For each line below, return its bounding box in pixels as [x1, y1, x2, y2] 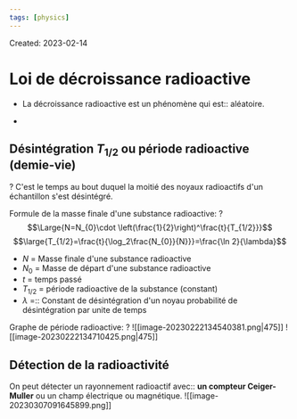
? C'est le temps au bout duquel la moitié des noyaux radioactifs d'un [9, 181, 263, 192]
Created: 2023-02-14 [9, 37, 88, 48]
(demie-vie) [9, 158, 77, 173]
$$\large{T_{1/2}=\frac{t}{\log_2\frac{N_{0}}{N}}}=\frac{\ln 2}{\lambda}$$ [12, 235, 287, 246]
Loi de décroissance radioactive [9, 69, 252, 89]
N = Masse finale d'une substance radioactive [21, 253, 192, 264]
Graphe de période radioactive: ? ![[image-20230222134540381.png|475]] [9, 322, 284, 333]
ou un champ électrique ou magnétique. [35, 390, 183, 401]
